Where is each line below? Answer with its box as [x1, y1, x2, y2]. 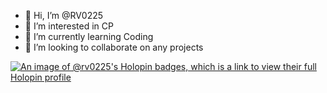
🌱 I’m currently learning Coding [24, 31, 154, 42]
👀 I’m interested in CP [24, 20, 114, 32]
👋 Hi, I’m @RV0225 [24, 10, 104, 21]
